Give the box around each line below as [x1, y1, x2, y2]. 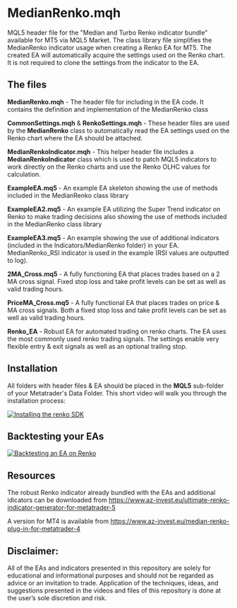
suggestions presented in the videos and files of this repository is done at [7, 586, 221, 595]
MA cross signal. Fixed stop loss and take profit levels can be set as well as [7, 277, 226, 285]
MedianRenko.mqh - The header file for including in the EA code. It [7, 97, 205, 106]
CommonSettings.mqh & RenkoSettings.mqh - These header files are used [7, 119, 230, 127]
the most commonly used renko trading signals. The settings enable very [7, 334, 219, 343]
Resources [7, 470, 56, 482]
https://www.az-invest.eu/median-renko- [110, 517, 230, 525]
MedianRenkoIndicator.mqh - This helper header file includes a [7, 147, 194, 156]
